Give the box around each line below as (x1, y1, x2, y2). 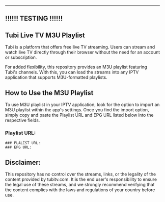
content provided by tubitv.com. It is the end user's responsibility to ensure (5, 177, 157, 182)
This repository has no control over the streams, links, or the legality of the (5, 171, 156, 177)
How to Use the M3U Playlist (5, 89, 94, 97)
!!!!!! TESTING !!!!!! (5, 14, 63, 23)
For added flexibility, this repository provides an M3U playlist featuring (5, 64, 147, 70)
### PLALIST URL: (5, 141, 41, 146)
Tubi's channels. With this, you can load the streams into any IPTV (5, 69, 139, 75)
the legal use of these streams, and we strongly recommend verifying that (5, 182, 155, 188)
